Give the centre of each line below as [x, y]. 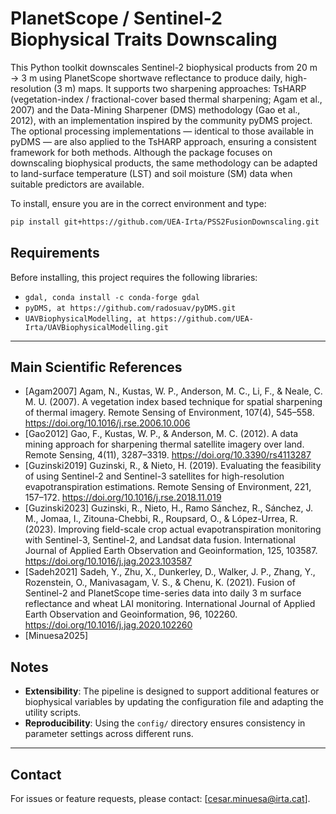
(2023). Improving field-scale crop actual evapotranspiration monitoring [173, 529]
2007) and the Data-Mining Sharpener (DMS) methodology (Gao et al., [155, 109]
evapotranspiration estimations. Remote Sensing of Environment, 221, [168, 487]
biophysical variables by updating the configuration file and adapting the [174, 702]
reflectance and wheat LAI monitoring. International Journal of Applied [170, 604]
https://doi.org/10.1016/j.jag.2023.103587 [108, 561]
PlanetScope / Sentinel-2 [116, 18]
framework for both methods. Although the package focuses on [141, 152]
